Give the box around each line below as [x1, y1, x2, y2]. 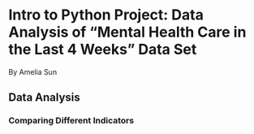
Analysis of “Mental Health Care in [8, 23, 247, 41]
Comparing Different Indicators [8, 115, 135, 127]
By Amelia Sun [8, 67, 58, 76]
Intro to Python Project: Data [8, 6, 204, 24]
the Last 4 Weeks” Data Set [8, 41, 197, 58]
